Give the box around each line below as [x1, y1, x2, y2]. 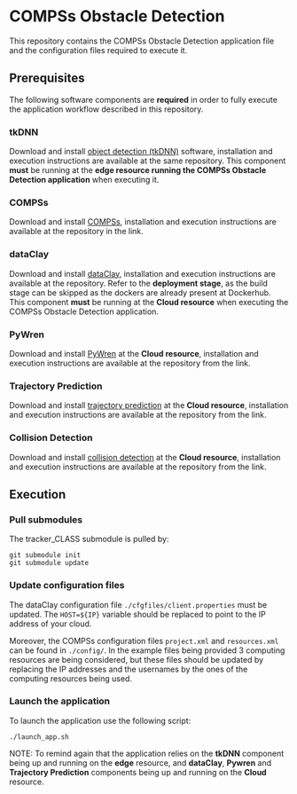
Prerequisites [9, 71, 85, 86]
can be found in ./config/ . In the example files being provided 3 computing [9, 645, 285, 656]
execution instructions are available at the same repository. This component [9, 155, 286, 166]
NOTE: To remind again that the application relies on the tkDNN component [9, 748, 285, 759]
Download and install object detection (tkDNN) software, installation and [9, 146, 273, 157]
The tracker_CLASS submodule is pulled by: [9, 534, 169, 545]
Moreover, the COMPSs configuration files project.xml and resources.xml [9, 635, 279, 646]
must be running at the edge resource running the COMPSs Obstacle [9, 165, 267, 176]
